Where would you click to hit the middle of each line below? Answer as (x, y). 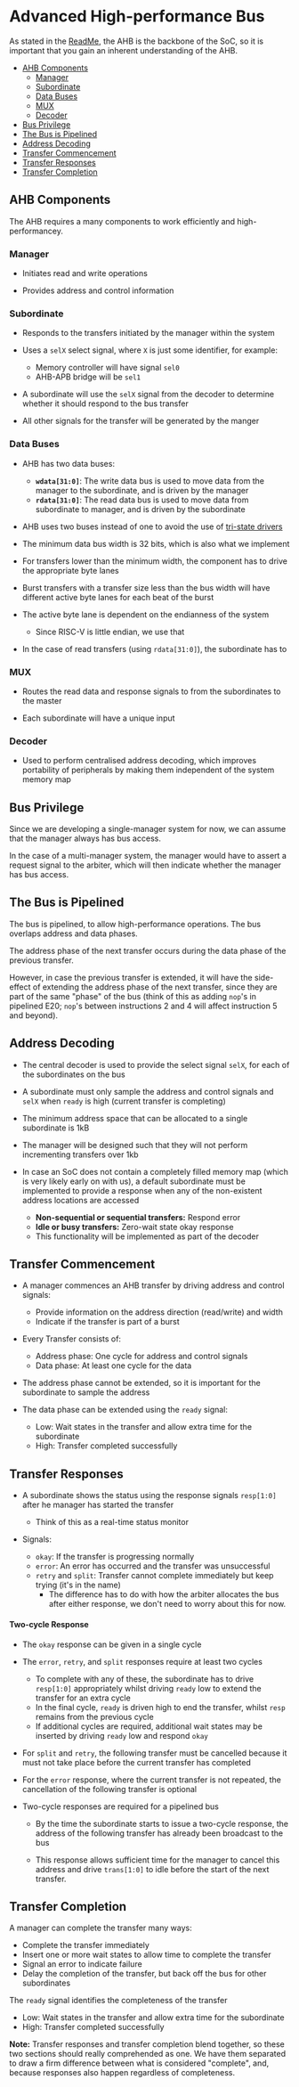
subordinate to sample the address (86, 1392)
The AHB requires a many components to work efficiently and (122, 221)
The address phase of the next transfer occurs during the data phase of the (148, 950)
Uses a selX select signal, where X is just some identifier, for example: (150, 350)
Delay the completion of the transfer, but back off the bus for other (144, 1974)
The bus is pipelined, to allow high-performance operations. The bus (135, 924)
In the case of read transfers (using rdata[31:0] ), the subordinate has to (154, 648)
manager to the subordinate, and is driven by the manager (142, 490)
